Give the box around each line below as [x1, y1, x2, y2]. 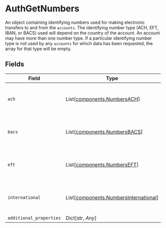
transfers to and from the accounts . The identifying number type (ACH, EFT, [5, 24, 159, 30]
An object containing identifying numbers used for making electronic [5, 19, 145, 25]
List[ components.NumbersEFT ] [65, 161, 139, 168]
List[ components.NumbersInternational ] [65, 194, 159, 201]
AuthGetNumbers [5, 3, 80, 14]
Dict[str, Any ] [65, 214, 97, 221]
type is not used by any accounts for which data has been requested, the [5, 40, 153, 46]
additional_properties [7, 215, 61, 221]
